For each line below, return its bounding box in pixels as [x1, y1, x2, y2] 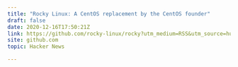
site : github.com [7, 37, 59, 44]
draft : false [7, 17, 46, 24]
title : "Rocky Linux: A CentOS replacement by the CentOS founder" [7, 10, 211, 18]
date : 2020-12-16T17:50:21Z [7, 23, 91, 30]
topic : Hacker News [7, 43, 65, 50]
